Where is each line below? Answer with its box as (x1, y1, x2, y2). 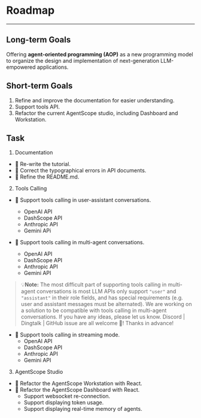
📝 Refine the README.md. (14, 173, 80, 180)
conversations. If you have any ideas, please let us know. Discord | (20, 313, 185, 320)
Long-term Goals (6, 35, 71, 45)
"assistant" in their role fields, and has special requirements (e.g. (20, 294, 184, 301)
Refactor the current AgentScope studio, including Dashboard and (14, 109, 178, 117)
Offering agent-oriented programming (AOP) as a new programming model (6, 50, 193, 57)
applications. (36, 63, 69, 71)
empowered (6, 63, 36, 71)
